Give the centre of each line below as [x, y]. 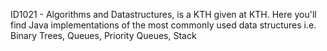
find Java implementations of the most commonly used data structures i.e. [163, 25]
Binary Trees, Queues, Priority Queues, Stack [103, 35]
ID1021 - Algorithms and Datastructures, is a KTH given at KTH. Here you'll [163, 14]
